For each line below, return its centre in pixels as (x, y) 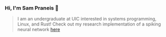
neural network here (39, 29)
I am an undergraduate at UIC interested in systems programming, (87, 19)
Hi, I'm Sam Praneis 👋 (32, 8)
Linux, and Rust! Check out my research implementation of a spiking (89, 24)
